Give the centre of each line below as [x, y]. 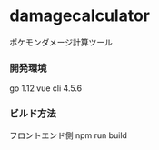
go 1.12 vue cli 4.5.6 [46, 88]
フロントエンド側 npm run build [68, 135]
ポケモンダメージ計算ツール [61, 42]
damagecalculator [79, 16]
